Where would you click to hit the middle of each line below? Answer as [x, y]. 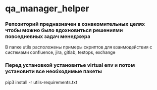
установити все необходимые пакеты [54, 71]
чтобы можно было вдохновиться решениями [64, 30]
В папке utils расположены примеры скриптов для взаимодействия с [79, 47]
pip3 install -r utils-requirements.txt [41, 82]
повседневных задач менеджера [48, 37]
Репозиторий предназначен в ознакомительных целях [75, 24]
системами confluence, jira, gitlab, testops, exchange [60, 52]
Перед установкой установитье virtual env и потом [70, 65]
